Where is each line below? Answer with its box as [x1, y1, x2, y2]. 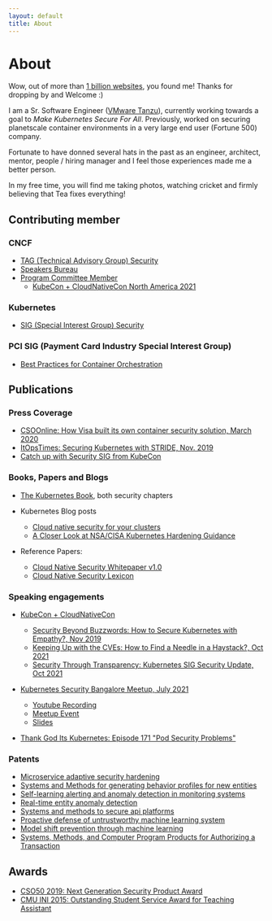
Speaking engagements [8, 591, 105, 602]
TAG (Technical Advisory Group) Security [19, 255, 158, 265]
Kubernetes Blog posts [19, 506, 97, 516]
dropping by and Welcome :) [8, 90, 104, 100]
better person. [8, 164, 57, 175]
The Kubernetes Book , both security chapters [19, 490, 173, 500]
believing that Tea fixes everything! [8, 189, 126, 199]
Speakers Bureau [19, 264, 79, 274]
